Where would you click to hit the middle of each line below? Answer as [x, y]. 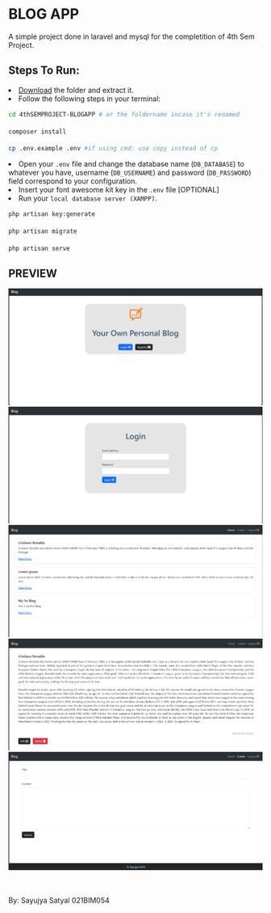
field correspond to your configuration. [73, 181]
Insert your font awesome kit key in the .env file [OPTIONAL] [119, 190]
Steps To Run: [44, 71]
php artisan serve [39, 248]
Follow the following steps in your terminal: [90, 99]
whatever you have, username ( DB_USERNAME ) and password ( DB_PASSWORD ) [130, 173]
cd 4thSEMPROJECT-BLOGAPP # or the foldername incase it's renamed [124, 114]
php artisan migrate [43, 231]
